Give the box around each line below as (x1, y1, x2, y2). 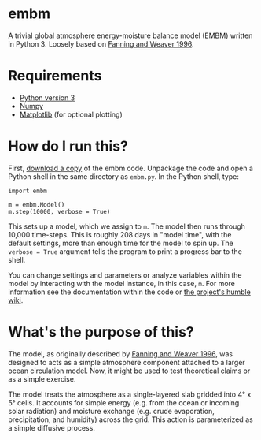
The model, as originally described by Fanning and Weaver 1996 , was (8, 349, 233, 359)
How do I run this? (8, 137, 128, 155)
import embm (8, 187, 47, 195)
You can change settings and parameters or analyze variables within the (8, 270, 242, 280)
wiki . (8, 295, 24, 304)
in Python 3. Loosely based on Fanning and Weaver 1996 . (8, 39, 194, 48)
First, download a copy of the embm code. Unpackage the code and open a (8, 163, 254, 173)
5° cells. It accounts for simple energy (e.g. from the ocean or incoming (8, 397, 240, 407)
